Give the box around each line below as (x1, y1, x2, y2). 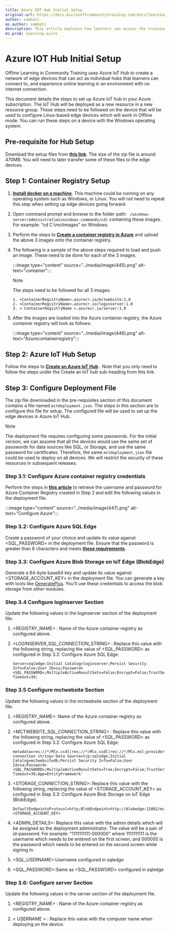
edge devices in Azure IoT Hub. (5, 413, 71, 419)
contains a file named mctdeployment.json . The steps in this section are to (5, 403, 159, 409)
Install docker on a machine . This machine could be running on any (12, 190, 154, 196)
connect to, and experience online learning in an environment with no (5, 80, 150, 86)
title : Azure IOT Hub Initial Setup (5, 7, 82, 13)
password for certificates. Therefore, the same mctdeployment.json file (5, 449, 152, 456)
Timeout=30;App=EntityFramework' (12, 771, 83, 776)
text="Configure (5, 510, 39, 517)
